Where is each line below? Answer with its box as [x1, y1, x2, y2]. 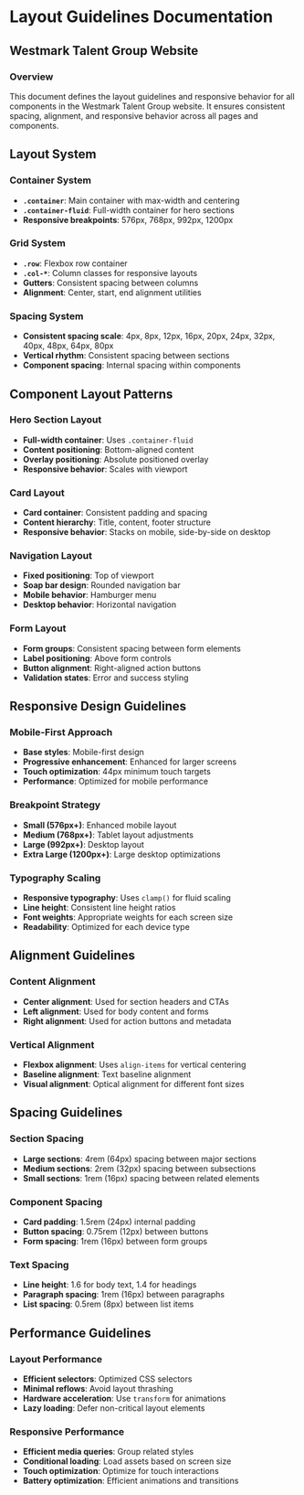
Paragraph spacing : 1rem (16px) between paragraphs [22, 1289, 225, 1300]
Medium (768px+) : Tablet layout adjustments [22, 829, 194, 840]
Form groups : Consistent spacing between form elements [22, 643, 242, 654]
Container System [9, 174, 92, 187]
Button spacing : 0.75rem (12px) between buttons [22, 1225, 209, 1236]
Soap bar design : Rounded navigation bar [22, 580, 181, 591]
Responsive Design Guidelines [9, 699, 187, 714]
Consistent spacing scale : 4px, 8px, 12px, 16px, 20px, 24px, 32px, [22, 331, 276, 342]
